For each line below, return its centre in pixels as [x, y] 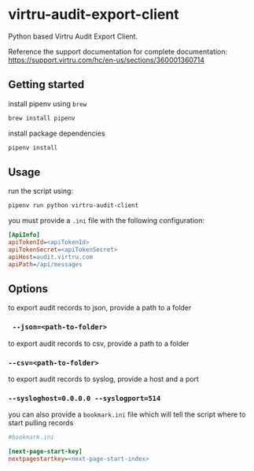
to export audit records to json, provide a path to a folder [100, 308]
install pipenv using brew [48, 103]
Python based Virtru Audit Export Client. [73, 36]
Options [28, 289]
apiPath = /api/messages [45, 264]
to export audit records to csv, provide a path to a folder [99, 343]
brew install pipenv [42, 118]
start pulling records [41, 423]
